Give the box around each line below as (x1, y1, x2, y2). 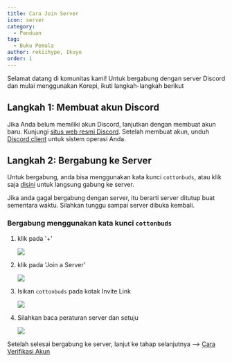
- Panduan (13, 29, 42, 37)
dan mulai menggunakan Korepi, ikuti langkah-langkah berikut (7, 81, 184, 90)
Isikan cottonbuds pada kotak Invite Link (17, 287, 132, 295)
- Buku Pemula (13, 42, 54, 49)
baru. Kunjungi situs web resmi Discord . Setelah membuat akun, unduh (7, 127, 210, 136)
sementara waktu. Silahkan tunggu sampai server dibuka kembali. (7, 201, 195, 210)
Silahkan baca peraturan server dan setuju (17, 313, 139, 322)
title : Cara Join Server (7, 10, 79, 17)
